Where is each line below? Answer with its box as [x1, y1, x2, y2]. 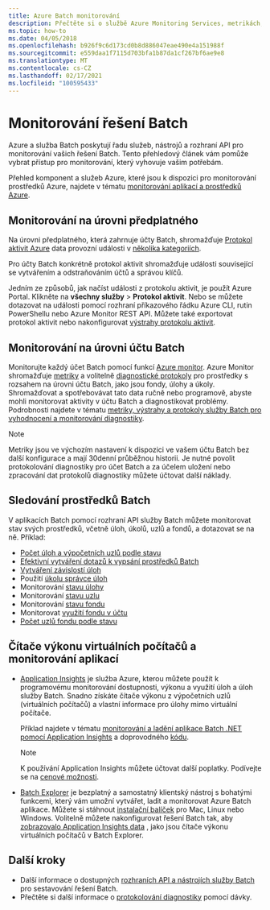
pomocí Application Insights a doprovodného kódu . [19, 732, 190, 742]
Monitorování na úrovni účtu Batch [8, 341, 185, 354]
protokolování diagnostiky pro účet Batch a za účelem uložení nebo [8, 462, 231, 472]
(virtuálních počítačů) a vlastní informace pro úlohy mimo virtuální [19, 699, 238, 709]
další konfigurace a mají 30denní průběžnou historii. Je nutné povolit [8, 453, 235, 463]
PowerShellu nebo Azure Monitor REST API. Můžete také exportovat [8, 309, 233, 319]
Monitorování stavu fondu [19, 599, 105, 609]
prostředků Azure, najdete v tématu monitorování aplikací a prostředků [8, 182, 242, 192]
